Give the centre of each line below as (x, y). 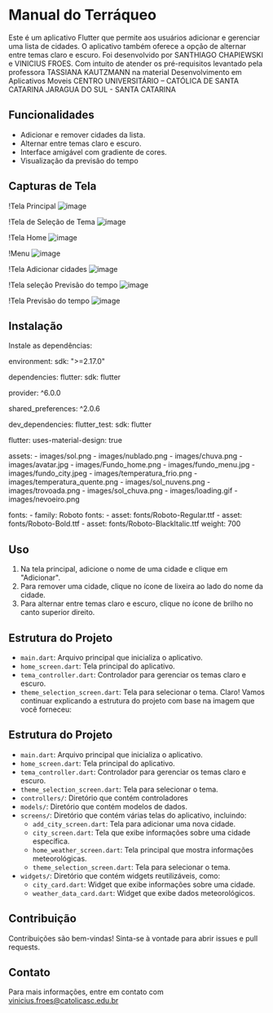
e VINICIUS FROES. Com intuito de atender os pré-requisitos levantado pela (136, 64)
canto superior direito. (57, 612)
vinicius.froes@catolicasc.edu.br (64, 1001)
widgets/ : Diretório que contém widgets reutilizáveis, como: (120, 875)
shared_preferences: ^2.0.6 (54, 409)
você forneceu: (46, 709)
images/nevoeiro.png (44, 499)
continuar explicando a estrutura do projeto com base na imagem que (137, 701)
